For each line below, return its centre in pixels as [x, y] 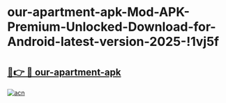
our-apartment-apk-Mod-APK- [99, 12]
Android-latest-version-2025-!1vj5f [113, 42]
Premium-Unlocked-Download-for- [112, 27]
